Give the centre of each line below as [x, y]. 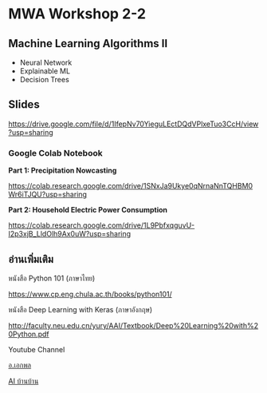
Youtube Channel [37, 349]
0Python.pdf [29, 334]
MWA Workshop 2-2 [77, 14]
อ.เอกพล [20, 365]
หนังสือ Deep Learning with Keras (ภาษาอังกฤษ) [80, 309]
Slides [24, 105]
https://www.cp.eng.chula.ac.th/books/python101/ [90, 294]
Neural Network [46, 62]
